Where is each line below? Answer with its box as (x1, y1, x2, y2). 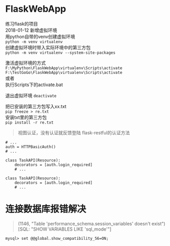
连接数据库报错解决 (5, 203, 87, 215)
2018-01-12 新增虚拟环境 (5, 27, 57, 33)
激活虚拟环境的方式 (5, 59, 46, 66)
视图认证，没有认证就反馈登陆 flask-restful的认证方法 (17, 129, 130, 136)
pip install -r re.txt (5, 120, 54, 125)
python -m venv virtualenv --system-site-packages (5, 50, 116, 55)
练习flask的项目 (5, 20, 38, 27)
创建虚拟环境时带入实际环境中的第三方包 (5, 44, 91, 50)
